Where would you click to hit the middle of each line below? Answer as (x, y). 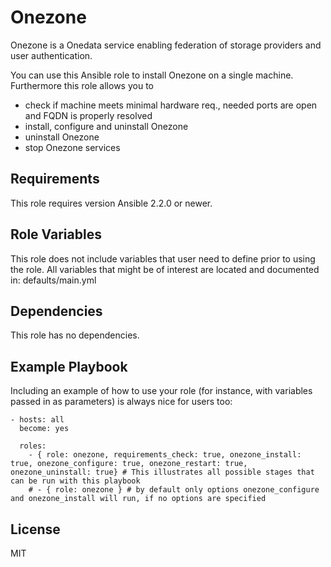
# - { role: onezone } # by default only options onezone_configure (174, 490)
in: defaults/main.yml (53, 280)
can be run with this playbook (75, 481)
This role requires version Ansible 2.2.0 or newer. (111, 203)
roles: (33, 446)
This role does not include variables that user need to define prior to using (163, 258)
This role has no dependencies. (75, 335)
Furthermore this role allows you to (82, 85)
